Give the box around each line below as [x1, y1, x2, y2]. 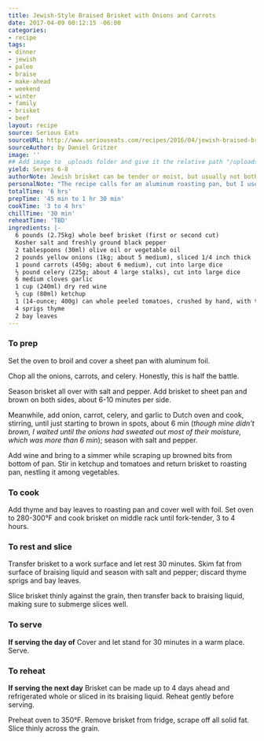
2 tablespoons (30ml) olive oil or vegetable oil [15, 246, 181, 254]
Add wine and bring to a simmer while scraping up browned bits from [8, 450, 233, 460]
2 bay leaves [15, 312, 58, 320]
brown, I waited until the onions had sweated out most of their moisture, [8, 426, 242, 436]
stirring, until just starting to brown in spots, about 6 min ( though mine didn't [8, 419, 255, 428]
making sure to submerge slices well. [8, 600, 128, 609]
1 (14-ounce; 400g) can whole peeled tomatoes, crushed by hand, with [15, 297, 251, 305]
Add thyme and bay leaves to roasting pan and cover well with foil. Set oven [8, 505, 254, 515]
